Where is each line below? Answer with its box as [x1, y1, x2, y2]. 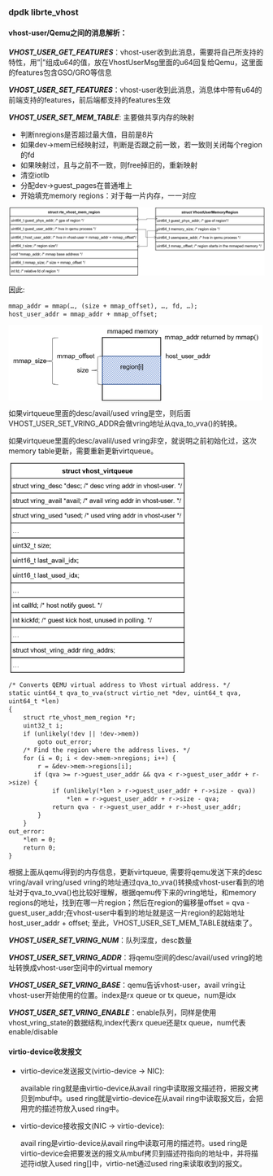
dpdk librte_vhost [8, 7, 79, 18]
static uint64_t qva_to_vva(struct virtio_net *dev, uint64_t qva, [8, 689, 242, 697]
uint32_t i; [23, 721, 63, 730]
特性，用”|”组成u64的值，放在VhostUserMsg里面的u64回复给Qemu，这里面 [8, 58, 263, 68]
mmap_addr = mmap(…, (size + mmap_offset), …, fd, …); [8, 302, 198, 310]
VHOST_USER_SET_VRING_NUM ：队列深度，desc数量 [8, 935, 193, 945]
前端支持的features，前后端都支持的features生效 [8, 95, 171, 105]
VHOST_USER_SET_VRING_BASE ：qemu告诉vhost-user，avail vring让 [8, 980, 246, 990]
